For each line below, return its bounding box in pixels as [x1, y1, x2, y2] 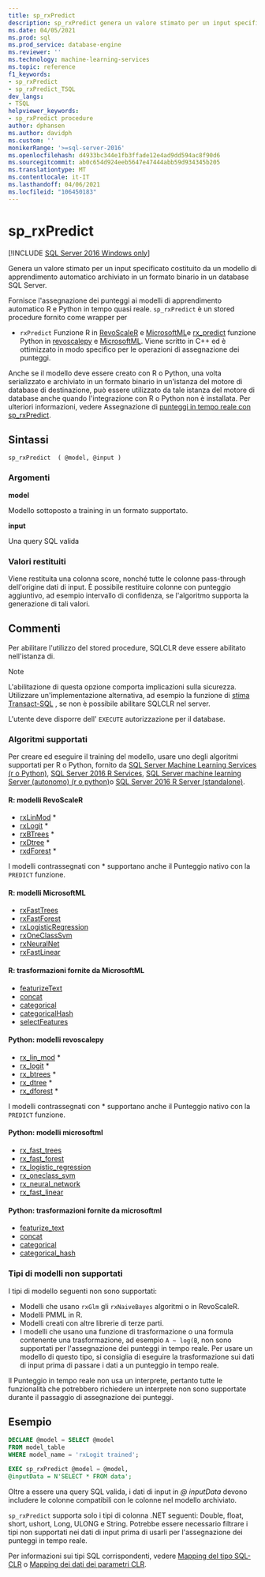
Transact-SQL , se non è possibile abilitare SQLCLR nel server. [8, 699, 211, 708]
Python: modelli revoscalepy [8, 1035, 104, 1044]
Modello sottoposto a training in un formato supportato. [8, 505, 188, 515]
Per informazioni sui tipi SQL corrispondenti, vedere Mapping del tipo [8, 1551, 233, 1560]
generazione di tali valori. [8, 598, 91, 609]
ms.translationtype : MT [8, 166, 87, 174]
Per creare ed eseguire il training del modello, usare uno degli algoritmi [8, 752, 239, 761]
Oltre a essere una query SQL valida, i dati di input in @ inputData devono [8, 1487, 248, 1496]
